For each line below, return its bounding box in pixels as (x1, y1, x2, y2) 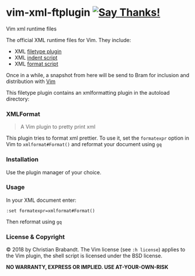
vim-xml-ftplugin (6, 6, 90, 19)
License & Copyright (6, 233, 65, 241)
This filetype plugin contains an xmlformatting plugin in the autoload (6, 89, 170, 96)
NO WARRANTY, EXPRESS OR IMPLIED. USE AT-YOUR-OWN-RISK (6, 264, 169, 271)
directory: (6, 95, 30, 102)
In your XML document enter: (6, 196, 77, 203)
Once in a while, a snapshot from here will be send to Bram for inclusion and (6, 71, 190, 78)
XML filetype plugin (14, 47, 62, 55)
